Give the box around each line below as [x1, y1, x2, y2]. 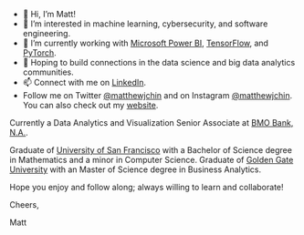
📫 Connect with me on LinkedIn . [22, 77, 147, 87]
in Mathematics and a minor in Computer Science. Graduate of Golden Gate [9, 155, 294, 165]
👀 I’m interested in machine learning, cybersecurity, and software [22, 18, 268, 29]
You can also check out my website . [22, 100, 159, 110]
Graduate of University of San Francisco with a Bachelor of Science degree [9, 145, 292, 155]
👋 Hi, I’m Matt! [22, 9, 76, 19]
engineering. [22, 28, 71, 38]
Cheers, [9, 199, 39, 209]
